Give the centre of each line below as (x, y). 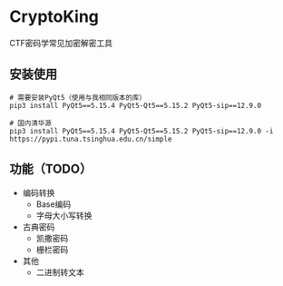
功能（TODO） (51, 169)
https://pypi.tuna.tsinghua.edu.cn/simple (91, 139)
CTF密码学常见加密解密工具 (61, 43)
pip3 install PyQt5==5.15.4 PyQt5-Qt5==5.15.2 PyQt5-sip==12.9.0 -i (141, 131)
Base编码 (54, 204)
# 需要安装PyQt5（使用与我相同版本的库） (78, 97)
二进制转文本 (60, 272)
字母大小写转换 (64, 215)
